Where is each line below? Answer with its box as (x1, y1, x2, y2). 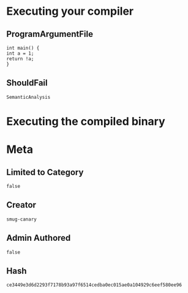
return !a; (6, 56, 34, 62)
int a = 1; (6, 50, 34, 57)
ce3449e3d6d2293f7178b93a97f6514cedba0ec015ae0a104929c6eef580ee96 (6, 282, 182, 288)
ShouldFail (6, 78, 48, 88)
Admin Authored (6, 233, 71, 243)
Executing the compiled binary (6, 115, 165, 128)
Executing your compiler (6, 4, 133, 18)
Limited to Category (6, 167, 84, 178)
